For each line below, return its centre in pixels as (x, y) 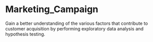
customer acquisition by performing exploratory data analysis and (74, 28)
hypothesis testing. (25, 34)
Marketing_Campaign (52, 9)
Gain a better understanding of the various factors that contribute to (77, 23)
